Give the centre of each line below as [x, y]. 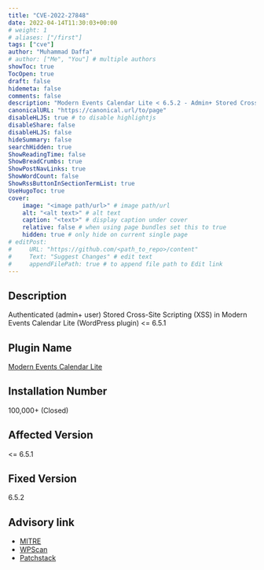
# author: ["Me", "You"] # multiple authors [82, 60]
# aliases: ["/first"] [45, 37]
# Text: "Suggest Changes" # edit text [81, 256]
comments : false [35, 96]
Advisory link [41, 522]
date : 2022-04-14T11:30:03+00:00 [63, 23]
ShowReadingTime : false [47, 154]
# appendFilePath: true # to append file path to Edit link [115, 264]
